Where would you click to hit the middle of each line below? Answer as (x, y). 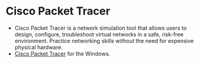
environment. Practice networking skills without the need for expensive (104, 41)
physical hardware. (39, 47)
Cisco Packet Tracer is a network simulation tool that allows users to (101, 28)
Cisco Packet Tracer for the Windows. (62, 53)
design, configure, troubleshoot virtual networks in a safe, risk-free (99, 34)
